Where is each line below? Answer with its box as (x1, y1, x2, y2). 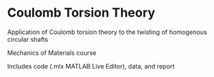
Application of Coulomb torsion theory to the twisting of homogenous (7, 28, 208, 36)
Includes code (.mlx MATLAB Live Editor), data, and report (7, 62, 175, 70)
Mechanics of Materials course (7, 49, 97, 57)
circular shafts (7, 35, 49, 43)
